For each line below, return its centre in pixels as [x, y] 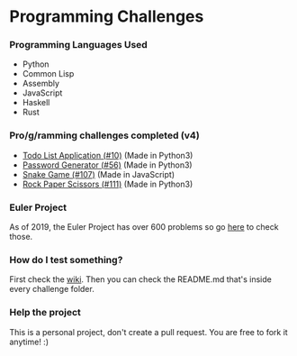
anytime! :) [29, 342]
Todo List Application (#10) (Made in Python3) [108, 155]
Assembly [41, 84]
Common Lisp [48, 74]
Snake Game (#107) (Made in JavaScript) [99, 174]
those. [21, 237]
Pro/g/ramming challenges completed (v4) [104, 135]
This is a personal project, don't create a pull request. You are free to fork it [148, 332]
